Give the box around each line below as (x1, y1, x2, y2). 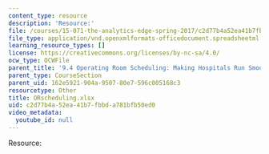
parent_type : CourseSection (8, 71, 102, 79)
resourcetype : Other (8, 86, 78, 95)
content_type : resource (8, 11, 88, 20)
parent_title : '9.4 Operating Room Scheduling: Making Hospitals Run (8, 64, 246, 72)
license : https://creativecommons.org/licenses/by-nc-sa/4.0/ (8, 49, 220, 57)
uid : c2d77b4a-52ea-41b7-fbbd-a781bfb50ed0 (8, 101, 156, 109)
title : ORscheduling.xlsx (8, 94, 94, 102)
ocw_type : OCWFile (8, 57, 70, 65)
